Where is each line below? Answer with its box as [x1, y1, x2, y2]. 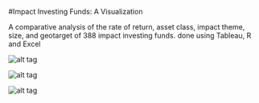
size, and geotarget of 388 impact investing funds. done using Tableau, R [8, 31, 252, 40]
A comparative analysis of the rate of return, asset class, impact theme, [8, 22, 245, 31]
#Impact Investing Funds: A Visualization [8, 7, 143, 16]
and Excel [8, 39, 41, 49]
